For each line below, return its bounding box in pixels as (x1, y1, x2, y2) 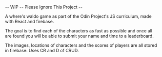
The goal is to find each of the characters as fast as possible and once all (5, 28, 153, 33)
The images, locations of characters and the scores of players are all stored (5, 43, 157, 48)
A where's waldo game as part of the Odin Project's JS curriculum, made (5, 14, 152, 19)
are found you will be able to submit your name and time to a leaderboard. (5, 33, 154, 39)
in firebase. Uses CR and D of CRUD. (5, 48, 79, 53)
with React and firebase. (5, 19, 54, 24)
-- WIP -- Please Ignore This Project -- (5, 4, 83, 10)
